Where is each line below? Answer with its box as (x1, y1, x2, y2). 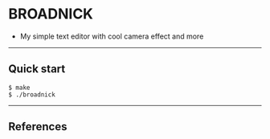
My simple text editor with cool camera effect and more (19, 31, 204, 41)
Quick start (8, 62, 66, 76)
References (8, 120, 67, 133)
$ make (8, 84, 31, 92)
